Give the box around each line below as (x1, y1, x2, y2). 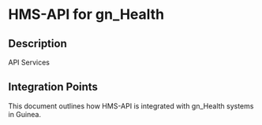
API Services (8, 57, 50, 67)
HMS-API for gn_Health (8, 6, 165, 24)
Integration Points (8, 80, 99, 94)
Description (8, 37, 67, 50)
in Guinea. (8, 109, 42, 119)
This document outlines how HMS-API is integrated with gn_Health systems (8, 101, 254, 111)
